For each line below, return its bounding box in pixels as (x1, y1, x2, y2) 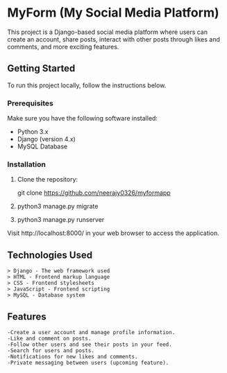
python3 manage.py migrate (17, 202, 99, 211)
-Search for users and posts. (7, 347, 95, 354)
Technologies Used (7, 249, 92, 261)
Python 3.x (17, 128, 49, 136)
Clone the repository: (17, 175, 78, 184)
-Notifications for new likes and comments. (7, 353, 138, 360)
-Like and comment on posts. (7, 335, 92, 342)
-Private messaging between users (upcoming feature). (7, 359, 169, 366)
